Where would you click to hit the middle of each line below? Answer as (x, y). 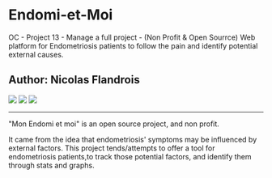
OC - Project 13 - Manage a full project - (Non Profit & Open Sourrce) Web (132, 37)
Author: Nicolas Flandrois (74, 80)
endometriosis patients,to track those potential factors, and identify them (130, 156)
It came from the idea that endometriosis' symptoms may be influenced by (133, 139)
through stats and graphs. (51, 165)
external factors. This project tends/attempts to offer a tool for (112, 148)
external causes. (36, 54)
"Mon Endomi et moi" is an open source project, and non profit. (114, 124)
